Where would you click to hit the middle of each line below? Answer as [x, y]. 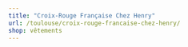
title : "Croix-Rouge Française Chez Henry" [82, 16]
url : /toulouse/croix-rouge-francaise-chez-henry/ [94, 23]
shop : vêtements [35, 30]
